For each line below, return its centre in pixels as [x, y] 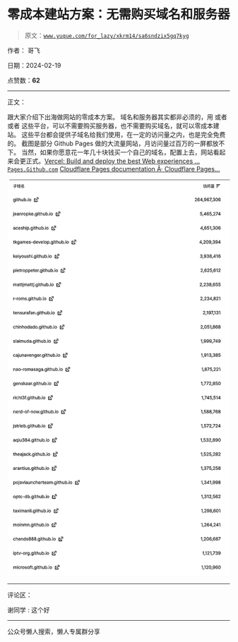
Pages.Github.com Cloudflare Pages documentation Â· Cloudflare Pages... [114, 169]
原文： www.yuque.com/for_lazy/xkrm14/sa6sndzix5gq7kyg [107, 35]
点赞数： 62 [24, 80]
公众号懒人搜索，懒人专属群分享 [54, 631]
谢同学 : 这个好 [29, 610]
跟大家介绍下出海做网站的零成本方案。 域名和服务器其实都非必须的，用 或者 [117, 116]
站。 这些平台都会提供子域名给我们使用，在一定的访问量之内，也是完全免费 [117, 134]
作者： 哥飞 [24, 50]
